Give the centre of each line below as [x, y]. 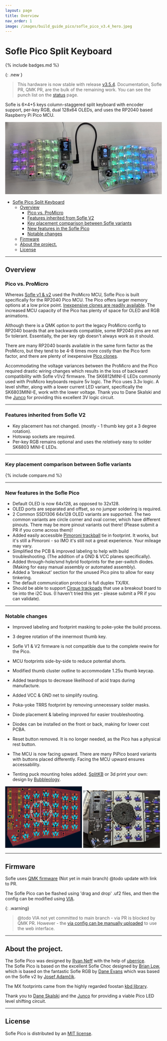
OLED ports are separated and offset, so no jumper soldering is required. [87, 509]
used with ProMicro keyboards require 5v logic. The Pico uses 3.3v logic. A [82, 382]
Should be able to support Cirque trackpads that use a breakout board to [87, 588]
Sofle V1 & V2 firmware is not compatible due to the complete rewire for [86, 646]
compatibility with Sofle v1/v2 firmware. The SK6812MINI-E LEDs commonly [83, 376]
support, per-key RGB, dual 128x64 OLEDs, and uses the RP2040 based [79, 110]
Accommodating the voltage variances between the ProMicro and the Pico [82, 366]
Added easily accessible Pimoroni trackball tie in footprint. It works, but [85, 535]
